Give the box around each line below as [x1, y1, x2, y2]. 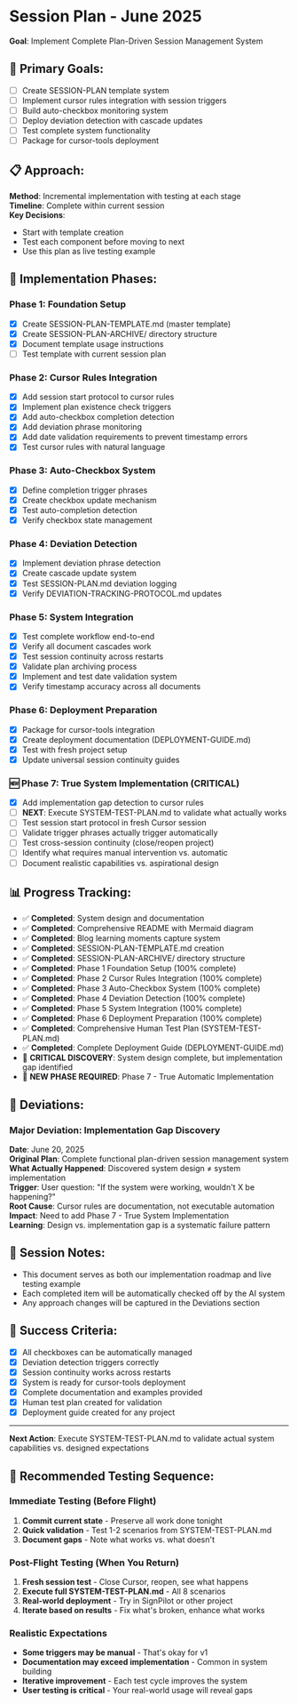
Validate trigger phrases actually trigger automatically [21, 827, 219, 838]
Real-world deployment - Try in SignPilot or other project [21, 1595, 233, 1606]
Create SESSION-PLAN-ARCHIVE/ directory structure [21, 328, 217, 339]
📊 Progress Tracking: [9, 885, 131, 900]
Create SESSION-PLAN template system [21, 84, 170, 95]
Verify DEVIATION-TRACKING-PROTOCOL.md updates [21, 588, 223, 599]
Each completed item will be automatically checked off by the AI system [21, 1288, 286, 1298]
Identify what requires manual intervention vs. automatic [21, 848, 229, 858]
